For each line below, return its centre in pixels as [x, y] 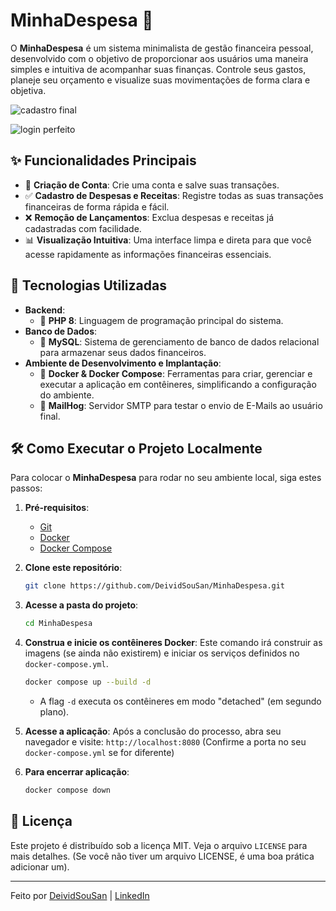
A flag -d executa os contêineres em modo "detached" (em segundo [180, 701]
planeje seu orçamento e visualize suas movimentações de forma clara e [160, 80]
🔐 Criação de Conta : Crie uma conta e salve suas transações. [152, 185]
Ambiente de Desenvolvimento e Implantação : [123, 363]
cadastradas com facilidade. [83, 228]
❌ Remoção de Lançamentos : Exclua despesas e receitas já [149, 217]
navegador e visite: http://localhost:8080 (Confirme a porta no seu [165, 742]
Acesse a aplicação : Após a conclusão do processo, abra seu [153, 731]
